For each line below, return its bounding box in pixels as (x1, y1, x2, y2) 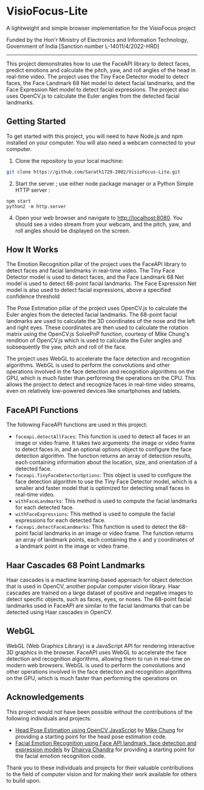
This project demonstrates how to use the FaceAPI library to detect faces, (6, 60, 191, 67)
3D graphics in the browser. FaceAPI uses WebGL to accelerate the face (6, 649, 187, 656)
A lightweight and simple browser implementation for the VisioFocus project (6, 24, 196, 32)
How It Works (6, 245, 59, 255)
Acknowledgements (6, 692, 84, 703)
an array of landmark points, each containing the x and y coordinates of (15, 536, 195, 543)
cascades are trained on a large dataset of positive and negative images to (6, 589, 193, 596)
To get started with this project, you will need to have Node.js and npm (6, 132, 183, 140)
